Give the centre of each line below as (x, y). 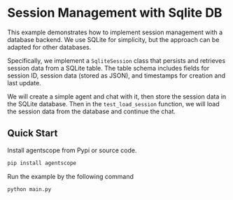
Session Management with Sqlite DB (115, 13)
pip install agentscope (42, 163)
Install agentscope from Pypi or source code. (72, 150)
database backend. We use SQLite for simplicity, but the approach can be (113, 39)
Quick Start (33, 133)
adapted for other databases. (49, 47)
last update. (24, 83)
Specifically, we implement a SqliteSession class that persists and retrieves (116, 60)
